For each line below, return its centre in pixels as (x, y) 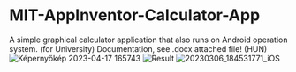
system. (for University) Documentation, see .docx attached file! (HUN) (138, 48)
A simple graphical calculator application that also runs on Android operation (148, 40)
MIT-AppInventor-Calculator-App (135, 15)
